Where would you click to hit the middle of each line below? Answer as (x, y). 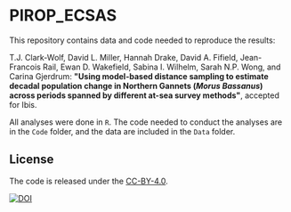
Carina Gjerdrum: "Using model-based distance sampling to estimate (139, 76)
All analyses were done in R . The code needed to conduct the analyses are (146, 122)
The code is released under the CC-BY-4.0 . (89, 181)
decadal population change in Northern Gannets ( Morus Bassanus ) (136, 86)
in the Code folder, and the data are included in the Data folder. (122, 131)
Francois (25, 67)
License (32, 160)
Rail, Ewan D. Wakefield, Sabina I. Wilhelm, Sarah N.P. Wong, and (162, 67)
